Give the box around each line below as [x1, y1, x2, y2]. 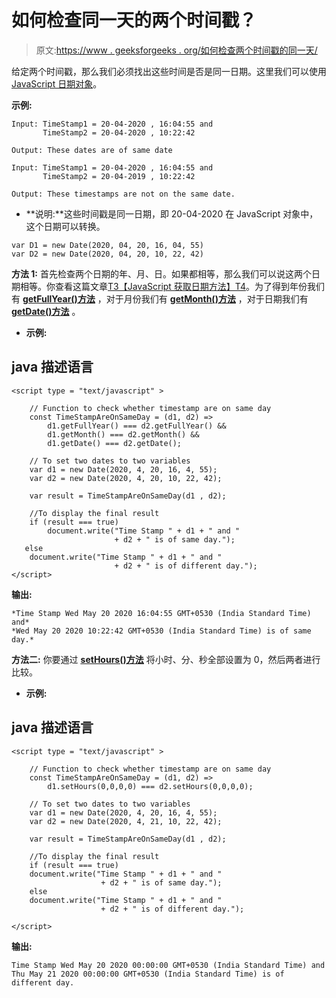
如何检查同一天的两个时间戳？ [11, 9, 258, 32]
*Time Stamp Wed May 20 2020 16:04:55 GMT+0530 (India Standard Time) [11, 608, 312, 618]
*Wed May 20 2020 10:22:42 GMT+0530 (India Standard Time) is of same [11, 626, 312, 636]
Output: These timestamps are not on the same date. [11, 189, 236, 199]
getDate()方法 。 [11, 305, 81, 317]
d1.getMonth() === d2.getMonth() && [47, 429, 200, 440]
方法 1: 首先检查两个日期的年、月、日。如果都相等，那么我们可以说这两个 [11, 267, 312, 280]
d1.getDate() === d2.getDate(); [47, 438, 183, 448]
